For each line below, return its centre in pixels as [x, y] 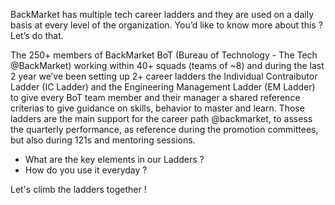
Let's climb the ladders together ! [78, 189]
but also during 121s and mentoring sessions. [103, 140]
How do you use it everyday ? [86, 170]
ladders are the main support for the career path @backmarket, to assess [161, 118]
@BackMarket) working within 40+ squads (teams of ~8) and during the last [167, 65]
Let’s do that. [37, 35]
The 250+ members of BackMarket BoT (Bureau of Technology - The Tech [164, 55]
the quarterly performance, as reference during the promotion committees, [164, 129]
